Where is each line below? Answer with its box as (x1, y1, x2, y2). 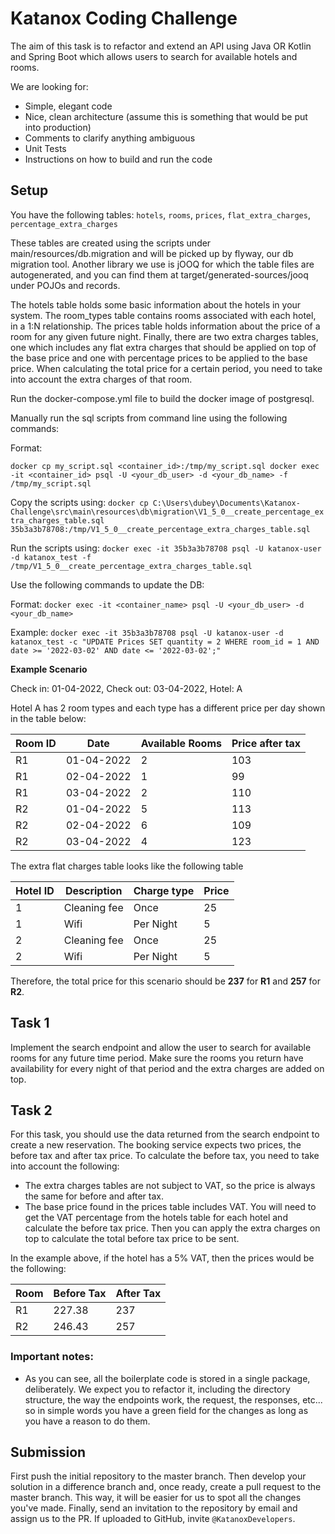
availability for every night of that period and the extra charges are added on (10, 1062, 325, 1074)
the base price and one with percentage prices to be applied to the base (10, 352, 308, 364)
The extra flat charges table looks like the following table (10, 860, 244, 872)
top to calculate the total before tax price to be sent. (24, 1233, 240, 1245)
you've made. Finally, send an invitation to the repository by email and (10, 1502, 298, 1514)
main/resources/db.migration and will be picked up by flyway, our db (10, 247, 294, 259)
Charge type (133, 883, 195, 897)
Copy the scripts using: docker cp (10, 496, 149, 508)
